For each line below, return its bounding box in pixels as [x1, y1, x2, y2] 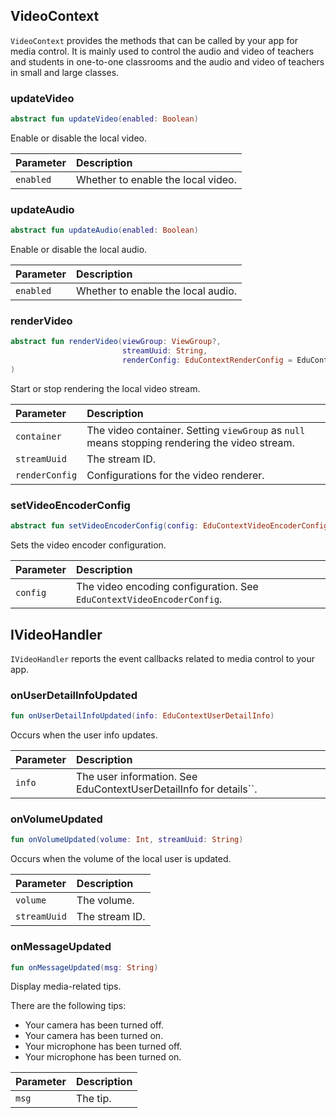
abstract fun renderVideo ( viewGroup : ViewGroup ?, [10, 337, 222, 347]
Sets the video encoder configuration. [10, 539, 167, 551]
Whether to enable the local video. [75, 172, 237, 186]
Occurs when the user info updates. [10, 729, 158, 741]
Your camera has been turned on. [24, 1030, 164, 1042]
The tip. [75, 1092, 112, 1106]
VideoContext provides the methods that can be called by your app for [10, 34, 298, 46]
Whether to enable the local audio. [75, 284, 238, 298]
